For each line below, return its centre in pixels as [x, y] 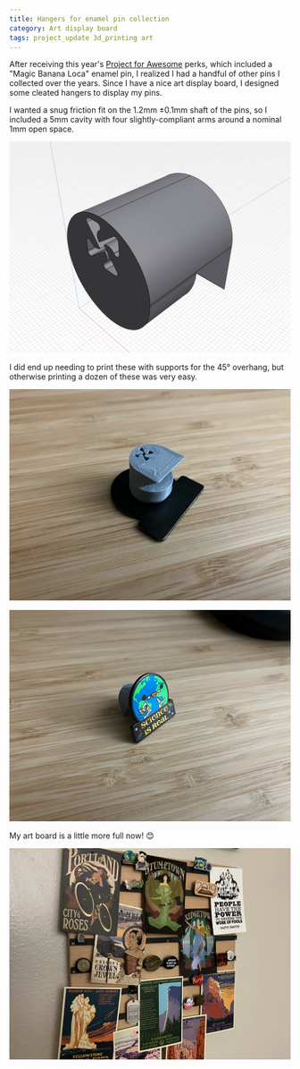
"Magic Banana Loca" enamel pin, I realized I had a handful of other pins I [145, 74]
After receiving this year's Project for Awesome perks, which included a [141, 64]
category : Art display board [63, 28]
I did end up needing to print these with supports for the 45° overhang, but [146, 368]
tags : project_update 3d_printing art [81, 38]
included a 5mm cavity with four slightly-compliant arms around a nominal [146, 120]
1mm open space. [42, 129]
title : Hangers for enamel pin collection [89, 19]
